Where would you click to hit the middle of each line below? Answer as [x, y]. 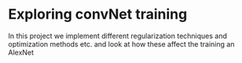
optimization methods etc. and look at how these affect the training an [121, 44]
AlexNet [21, 52]
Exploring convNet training [98, 14]
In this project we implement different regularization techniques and [118, 36]
